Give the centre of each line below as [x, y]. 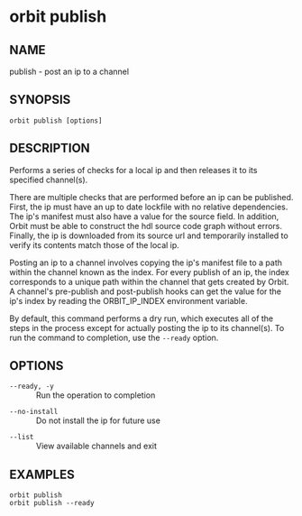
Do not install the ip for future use [98, 420]
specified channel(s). [49, 180]
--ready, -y [32, 387]
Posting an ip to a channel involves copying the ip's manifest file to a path [146, 263]
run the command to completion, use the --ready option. [114, 337]
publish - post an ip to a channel [69, 71]
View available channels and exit [96, 446]
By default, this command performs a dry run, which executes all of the [142, 318]
